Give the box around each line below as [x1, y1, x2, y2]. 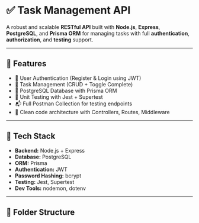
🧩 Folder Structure [6, 207, 75, 217]
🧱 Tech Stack [6, 131, 56, 141]
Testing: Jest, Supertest [14, 178, 75, 185]
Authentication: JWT [14, 166, 68, 173]
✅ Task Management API [6, 4, 131, 17]
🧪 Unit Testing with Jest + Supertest [14, 93, 103, 101]
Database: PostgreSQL [14, 153, 72, 160]
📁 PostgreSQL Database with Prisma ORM [14, 87, 117, 94]
